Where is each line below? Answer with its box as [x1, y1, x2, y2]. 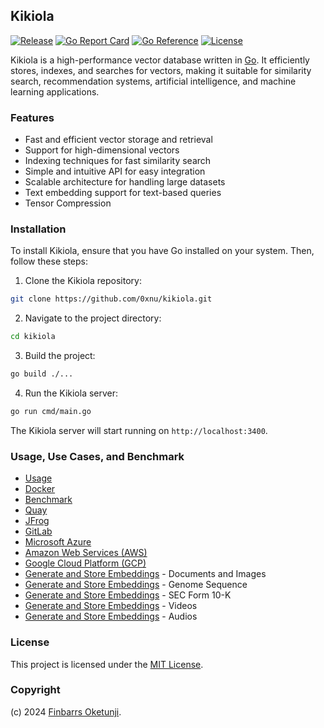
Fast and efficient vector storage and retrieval [24, 134, 213, 146]
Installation [10, 222, 67, 236]
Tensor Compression [24, 197, 112, 209]
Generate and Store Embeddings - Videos [24, 600, 198, 612]
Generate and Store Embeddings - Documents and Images [24, 568, 267, 580]
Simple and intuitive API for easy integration [24, 165, 206, 178]
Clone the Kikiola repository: [24, 275, 142, 287]
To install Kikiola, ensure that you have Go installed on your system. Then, [10, 245, 315, 257]
